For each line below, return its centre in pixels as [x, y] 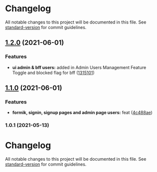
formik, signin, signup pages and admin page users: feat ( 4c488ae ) [82, 113]
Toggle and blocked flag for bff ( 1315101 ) [53, 73]
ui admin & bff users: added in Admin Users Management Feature [79, 67]
